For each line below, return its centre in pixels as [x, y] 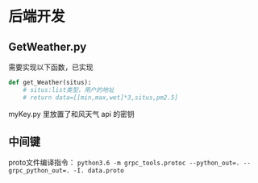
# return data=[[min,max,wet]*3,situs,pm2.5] [101, 98]
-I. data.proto [99, 171]
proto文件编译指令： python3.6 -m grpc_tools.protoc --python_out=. [124, 163]
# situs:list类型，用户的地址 [69, 89]
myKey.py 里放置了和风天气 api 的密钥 [71, 114]
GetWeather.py [48, 46]
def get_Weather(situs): [50, 82]
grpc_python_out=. [39, 171]
